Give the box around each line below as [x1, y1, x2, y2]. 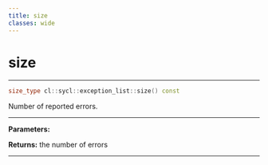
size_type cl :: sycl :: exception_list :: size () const [8, 87, 180, 96]
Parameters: [8, 124, 50, 134]
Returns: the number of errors [8, 140, 108, 150]
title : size [8, 11, 48, 20]
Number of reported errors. [8, 101, 98, 112]
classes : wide [8, 19, 56, 27]
